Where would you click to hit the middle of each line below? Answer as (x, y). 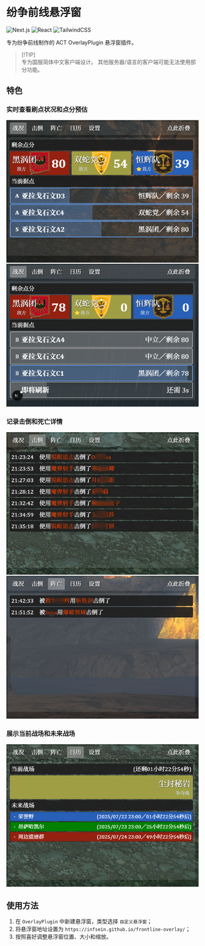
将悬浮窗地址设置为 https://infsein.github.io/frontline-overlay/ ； (103, 929)
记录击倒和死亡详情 (34, 422)
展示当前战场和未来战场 (41, 734)
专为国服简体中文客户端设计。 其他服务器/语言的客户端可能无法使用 (106, 62)
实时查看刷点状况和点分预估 (47, 109)
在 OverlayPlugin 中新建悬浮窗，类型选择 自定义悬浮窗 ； (84, 922)
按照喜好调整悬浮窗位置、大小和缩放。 (63, 937)
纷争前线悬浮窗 (44, 13)
